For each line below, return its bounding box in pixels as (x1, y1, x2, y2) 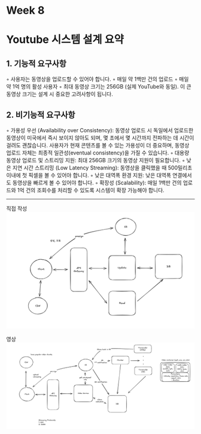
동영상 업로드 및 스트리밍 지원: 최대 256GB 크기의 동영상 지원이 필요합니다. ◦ (6, 157, 185, 163)
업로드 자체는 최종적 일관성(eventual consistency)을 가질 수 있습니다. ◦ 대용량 (6, 149, 190, 156)
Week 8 (6, 4, 45, 17)
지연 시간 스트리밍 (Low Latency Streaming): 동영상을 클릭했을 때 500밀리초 (12, 164, 193, 171)
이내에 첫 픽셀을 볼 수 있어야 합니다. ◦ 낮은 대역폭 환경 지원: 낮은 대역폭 (6, 172, 172, 178)
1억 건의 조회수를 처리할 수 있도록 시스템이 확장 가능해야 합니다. (17, 187, 165, 193)
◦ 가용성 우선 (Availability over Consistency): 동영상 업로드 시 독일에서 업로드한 (6, 127, 194, 133)
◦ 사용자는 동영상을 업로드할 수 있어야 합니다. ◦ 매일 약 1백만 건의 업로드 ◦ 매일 (6, 75, 189, 83)
